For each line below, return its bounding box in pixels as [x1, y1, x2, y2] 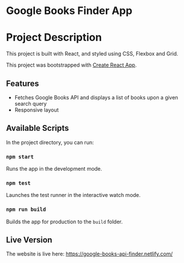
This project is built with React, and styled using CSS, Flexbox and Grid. [6, 50, 179, 57]
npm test [6, 179, 31, 186]
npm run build [6, 206, 46, 213]
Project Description [6, 31, 102, 44]
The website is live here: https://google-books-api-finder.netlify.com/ [6, 250, 173, 258]
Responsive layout [14, 106, 59, 113]
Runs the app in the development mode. [6, 165, 102, 172]
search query [14, 100, 47, 107]
